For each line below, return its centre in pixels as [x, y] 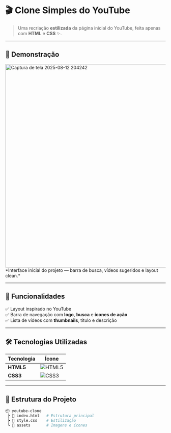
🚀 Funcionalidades [35, 297]
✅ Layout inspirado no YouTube [38, 309]
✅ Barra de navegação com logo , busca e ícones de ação [66, 314]
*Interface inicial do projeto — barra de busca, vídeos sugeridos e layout [82, 270]
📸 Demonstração [32, 55]
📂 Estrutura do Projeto [41, 399]
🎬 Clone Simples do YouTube [68, 10]
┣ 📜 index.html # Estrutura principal [51, 416]
